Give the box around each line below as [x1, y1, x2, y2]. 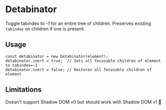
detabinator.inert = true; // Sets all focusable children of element [5, 58, 161, 63]
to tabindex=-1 [5, 62, 38, 68]
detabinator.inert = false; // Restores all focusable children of [5, 67, 152, 72]
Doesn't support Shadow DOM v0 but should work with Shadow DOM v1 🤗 [5, 99, 162, 105]
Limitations [5, 85, 42, 94]
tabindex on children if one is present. [5, 25, 85, 31]
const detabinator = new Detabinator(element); [5, 54, 109, 59]
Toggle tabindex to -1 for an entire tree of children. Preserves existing [5, 20, 152, 26]
